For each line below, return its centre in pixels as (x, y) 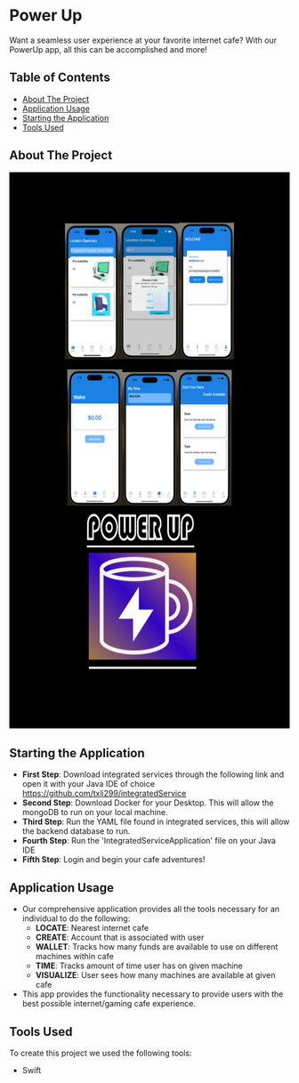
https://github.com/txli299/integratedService (104, 794)
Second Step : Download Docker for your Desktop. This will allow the (148, 803)
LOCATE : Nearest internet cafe (92, 928)
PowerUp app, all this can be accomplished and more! (108, 49)
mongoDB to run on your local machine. (95, 812)
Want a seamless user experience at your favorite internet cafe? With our (143, 40)
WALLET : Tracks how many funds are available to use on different (157, 947)
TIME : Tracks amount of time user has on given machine (139, 966)
